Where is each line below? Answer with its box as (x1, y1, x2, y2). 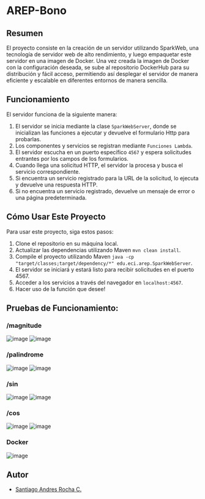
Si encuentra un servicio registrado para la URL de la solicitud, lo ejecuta (15, 174, 199, 182)
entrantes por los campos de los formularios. (15, 155, 129, 162)
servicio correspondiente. (15, 168, 81, 175)
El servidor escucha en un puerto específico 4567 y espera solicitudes (15, 148, 192, 156)
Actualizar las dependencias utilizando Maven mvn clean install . (15, 246, 181, 254)
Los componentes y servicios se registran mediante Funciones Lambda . (15, 142, 193, 149)
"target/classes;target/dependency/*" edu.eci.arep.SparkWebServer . (15, 259, 193, 267)
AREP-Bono (6, 4, 67, 18)
